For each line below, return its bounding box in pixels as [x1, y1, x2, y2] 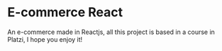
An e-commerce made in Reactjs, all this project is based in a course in [7, 28, 215, 36]
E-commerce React [7, 4, 123, 21]
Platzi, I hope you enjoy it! [7, 35, 83, 43]
